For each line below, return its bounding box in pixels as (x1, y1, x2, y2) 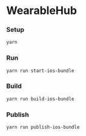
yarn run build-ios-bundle (6, 96, 74, 102)
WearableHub (6, 4, 78, 18)
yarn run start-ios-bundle (6, 68, 74, 74)
